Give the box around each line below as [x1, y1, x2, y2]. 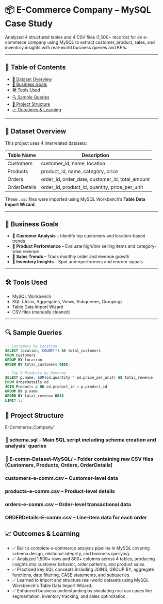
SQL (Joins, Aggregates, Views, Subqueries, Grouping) [12, 299, 122, 305]
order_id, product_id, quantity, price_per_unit [41, 184, 143, 191]
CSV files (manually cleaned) [12, 309, 70, 315]
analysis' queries [5, 443, 47, 449]
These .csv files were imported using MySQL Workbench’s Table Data [5, 196, 146, 202]
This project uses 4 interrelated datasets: [5, 140, 87, 146]
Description [81, 152, 110, 158]
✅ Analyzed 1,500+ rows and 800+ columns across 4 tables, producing [12, 556, 155, 562]
